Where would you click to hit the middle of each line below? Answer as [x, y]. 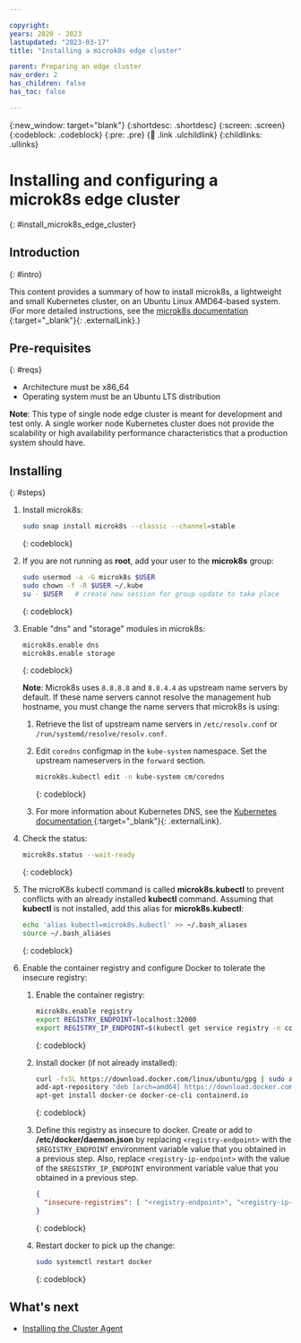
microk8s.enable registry [84, 1011]
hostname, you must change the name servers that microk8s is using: [151, 707]
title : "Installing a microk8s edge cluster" [95, 50]
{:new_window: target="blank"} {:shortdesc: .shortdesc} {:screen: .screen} [147, 125]
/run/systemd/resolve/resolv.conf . [101, 734]
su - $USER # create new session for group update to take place [151, 594]
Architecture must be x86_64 [76, 388]
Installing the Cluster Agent [73, 1329]
